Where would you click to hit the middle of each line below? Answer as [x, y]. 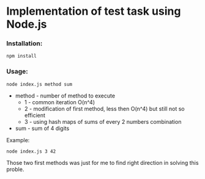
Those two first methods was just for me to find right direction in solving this [102, 162]
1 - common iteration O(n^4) [60, 102]
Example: [18, 140]
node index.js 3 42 [31, 151]
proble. [15, 169]
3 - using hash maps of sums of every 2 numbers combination [103, 121]
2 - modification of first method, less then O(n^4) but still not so [104, 109]
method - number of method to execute [65, 96]
